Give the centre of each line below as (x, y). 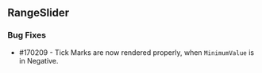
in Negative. (39, 60)
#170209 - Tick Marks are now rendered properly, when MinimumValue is (137, 52)
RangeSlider (39, 13)
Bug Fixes (27, 35)
